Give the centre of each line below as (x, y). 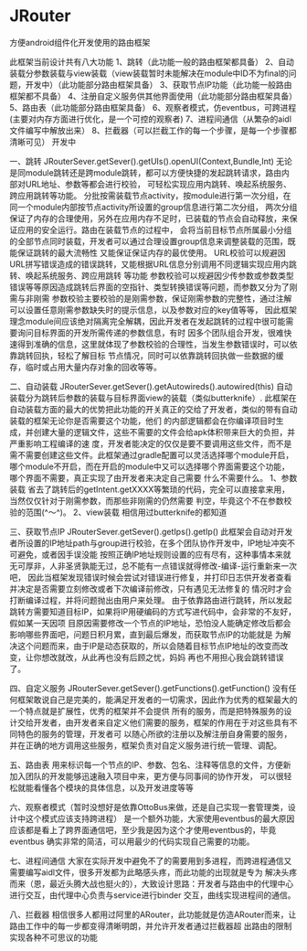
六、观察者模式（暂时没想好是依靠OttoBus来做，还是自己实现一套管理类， (148, 807)
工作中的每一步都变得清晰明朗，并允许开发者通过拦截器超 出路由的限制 (159, 925)
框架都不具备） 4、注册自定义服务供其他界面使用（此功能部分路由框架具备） (153, 96)
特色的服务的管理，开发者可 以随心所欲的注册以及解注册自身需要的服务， (154, 733)
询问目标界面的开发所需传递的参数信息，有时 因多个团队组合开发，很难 (150, 332)
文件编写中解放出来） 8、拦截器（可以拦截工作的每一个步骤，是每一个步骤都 (153, 130)
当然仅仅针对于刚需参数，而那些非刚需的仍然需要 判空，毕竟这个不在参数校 (151, 500)
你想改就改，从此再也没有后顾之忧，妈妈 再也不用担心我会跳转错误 (159, 657)
